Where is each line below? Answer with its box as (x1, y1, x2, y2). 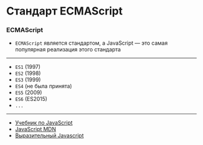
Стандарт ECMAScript (6, 4, 123, 18)
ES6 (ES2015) (14, 95, 48, 103)
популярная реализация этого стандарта (14, 46, 121, 53)
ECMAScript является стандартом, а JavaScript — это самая (14, 39, 168, 47)
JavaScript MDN (14, 126, 56, 133)
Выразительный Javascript (14, 132, 84, 140)
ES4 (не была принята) (14, 83, 72, 90)
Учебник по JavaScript (14, 119, 73, 126)
